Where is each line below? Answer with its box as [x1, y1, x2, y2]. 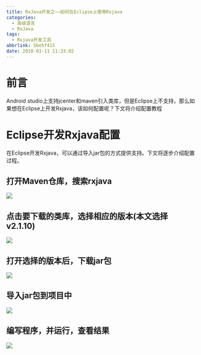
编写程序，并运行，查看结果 [6, 325, 110, 336]
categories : [6, 14, 36, 21]
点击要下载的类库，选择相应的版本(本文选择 [6, 211, 168, 221]
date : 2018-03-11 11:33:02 [6, 48, 74, 54]
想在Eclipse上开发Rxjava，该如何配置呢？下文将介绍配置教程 [11, 104, 162, 112]
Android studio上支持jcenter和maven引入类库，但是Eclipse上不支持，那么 [6, 97, 190, 104]
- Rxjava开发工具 [11, 37, 52, 43]
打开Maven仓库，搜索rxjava [6, 176, 112, 187]
